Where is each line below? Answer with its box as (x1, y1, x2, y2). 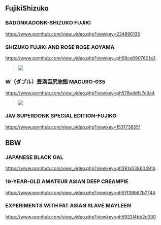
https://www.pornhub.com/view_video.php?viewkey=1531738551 (5, 124, 141, 130)
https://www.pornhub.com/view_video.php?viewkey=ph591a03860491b (5, 165, 156, 172)
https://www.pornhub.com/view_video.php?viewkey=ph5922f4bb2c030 (5, 213, 156, 220)
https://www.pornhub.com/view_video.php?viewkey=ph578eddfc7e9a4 (5, 90, 155, 96)
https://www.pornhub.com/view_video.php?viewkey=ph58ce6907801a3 (5, 55, 156, 61)
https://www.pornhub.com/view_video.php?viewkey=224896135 (5, 30, 141, 37)
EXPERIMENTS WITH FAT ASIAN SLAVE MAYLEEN (5, 202, 131, 209)
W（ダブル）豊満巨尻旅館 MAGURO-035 (5, 78, 106, 85)
